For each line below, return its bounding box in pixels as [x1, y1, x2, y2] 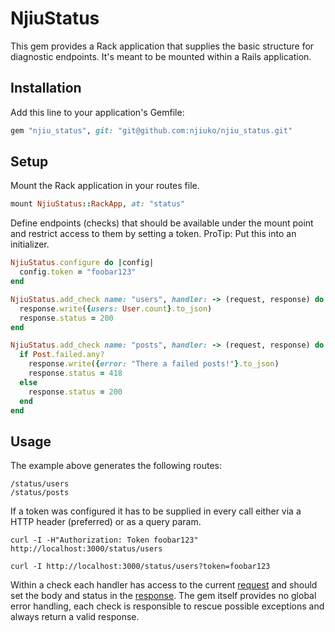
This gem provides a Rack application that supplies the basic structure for [10, 40, 315, 52]
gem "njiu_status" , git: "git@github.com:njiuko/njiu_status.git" [10, 125, 293, 136]
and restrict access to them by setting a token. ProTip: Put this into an [10, 228, 297, 240]
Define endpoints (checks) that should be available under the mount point [10, 217, 314, 229]
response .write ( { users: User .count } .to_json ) [19, 303, 213, 314]
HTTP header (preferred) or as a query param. [10, 516, 202, 528]
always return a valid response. [10, 611, 140, 623]
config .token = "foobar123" [19, 267, 137, 277]
